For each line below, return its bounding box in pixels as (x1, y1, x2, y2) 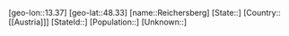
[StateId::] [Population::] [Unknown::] (51, 17, 188, 27)
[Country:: (242, 8, 281, 18)
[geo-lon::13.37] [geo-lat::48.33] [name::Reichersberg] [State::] (8, 8, 241, 18)
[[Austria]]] (8, 17, 50, 27)
